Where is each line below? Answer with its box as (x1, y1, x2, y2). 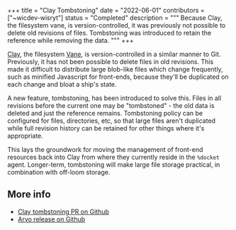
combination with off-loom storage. (7, 168, 111, 176)
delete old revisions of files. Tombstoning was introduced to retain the (7, 28, 211, 37)
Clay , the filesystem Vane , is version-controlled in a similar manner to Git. (7, 50, 221, 58)
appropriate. (7, 131, 44, 140)
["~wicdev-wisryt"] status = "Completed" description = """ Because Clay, (7, 13, 223, 22)
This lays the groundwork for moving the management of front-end (7, 146, 203, 153)
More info (7, 188, 51, 201)
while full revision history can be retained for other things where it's (7, 124, 205, 132)
